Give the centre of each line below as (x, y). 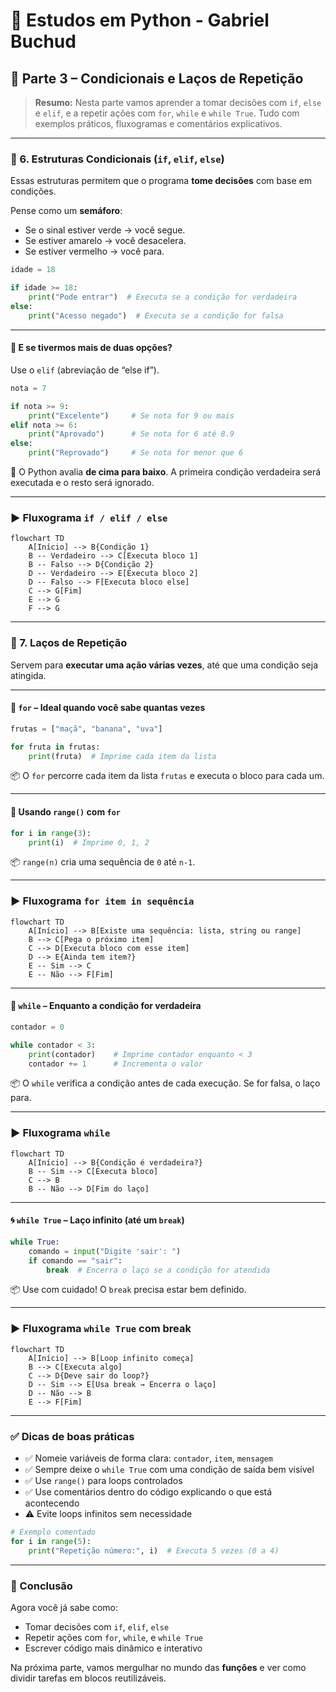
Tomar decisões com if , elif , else (97, 1626)
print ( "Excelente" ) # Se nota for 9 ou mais (131, 415)
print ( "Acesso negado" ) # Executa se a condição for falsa (156, 315)
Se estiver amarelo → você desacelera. (105, 241)
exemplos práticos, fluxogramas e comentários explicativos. (158, 123)
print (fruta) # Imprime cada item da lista (122, 756)
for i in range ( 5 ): (51, 1541)
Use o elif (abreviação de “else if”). (85, 370)
